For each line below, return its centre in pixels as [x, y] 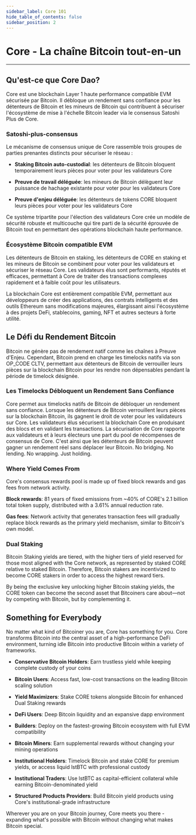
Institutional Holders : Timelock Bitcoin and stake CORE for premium [97, 761]
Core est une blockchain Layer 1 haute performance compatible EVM [89, 94]
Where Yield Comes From [43, 469]
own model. [20, 529]
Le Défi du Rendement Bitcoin [61, 337]
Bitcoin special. [24, 826]
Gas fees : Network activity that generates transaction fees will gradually [93, 517]
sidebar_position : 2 [31, 22]
